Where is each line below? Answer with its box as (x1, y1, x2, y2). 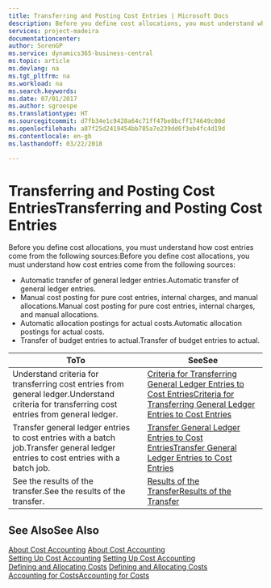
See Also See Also (8, 523, 99, 537)
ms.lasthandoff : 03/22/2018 (8, 139, 103, 148)
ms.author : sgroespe (8, 102, 78, 110)
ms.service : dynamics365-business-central (8, 49, 153, 57)
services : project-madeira (8, 27, 99, 35)
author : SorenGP (8, 42, 63, 50)
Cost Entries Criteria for (147, 389, 235, 400)
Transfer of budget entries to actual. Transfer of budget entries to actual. (19, 336, 261, 345)
